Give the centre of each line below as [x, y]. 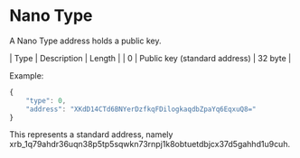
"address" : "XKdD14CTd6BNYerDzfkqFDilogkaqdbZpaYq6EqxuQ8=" [141, 109]
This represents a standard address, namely [91, 135]
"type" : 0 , [46, 100]
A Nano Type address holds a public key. [85, 41]
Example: [27, 75]
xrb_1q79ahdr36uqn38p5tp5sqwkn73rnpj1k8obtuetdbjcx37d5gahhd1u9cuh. [150, 144]
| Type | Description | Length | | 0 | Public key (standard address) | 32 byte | [150, 58]
